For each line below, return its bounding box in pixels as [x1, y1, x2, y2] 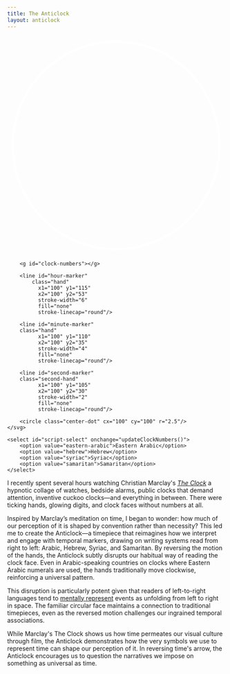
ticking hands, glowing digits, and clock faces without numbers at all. [7, 501, 204, 509]
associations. [7, 616, 45, 624]
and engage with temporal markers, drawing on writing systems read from [7, 536, 219, 544]
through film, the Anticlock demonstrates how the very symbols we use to [7, 637, 218, 645]
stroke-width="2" [37, 393, 88, 401]
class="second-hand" [19, 375, 79, 382]
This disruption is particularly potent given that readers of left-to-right [7, 587, 206, 595]
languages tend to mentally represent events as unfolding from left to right [7, 594, 219, 602]
